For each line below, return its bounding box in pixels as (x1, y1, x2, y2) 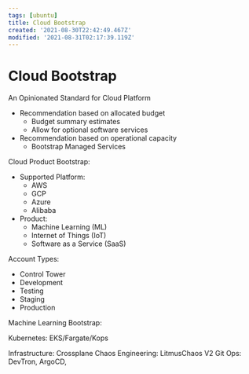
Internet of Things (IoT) (31, 231, 107, 240)
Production (19, 303, 56, 313)
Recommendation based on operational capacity (19, 134, 178, 143)
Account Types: (8, 255, 60, 264)
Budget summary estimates (31, 117, 120, 126)
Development (19, 278, 64, 288)
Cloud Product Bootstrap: (8, 157, 90, 167)
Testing (19, 286, 45, 295)
